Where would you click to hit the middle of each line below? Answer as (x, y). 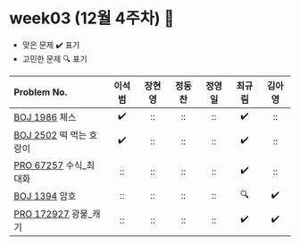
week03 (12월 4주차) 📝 (92, 18)
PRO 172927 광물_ (53, 214)
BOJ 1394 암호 (45, 196)
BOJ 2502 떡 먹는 (50, 135)
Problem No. (41, 92)
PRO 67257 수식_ (50, 165)
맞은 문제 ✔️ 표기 (51, 45)
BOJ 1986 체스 (45, 117)
